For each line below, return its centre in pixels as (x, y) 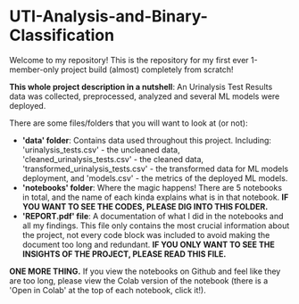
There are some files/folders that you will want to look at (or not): (129, 123)
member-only (34, 70)
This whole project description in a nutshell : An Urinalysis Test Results (141, 86)
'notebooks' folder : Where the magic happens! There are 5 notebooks (152, 187)
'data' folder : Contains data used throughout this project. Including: (147, 140)
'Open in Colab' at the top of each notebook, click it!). (108, 290)
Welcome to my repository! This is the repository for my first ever (129, 60)
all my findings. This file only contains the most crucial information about (156, 226)
